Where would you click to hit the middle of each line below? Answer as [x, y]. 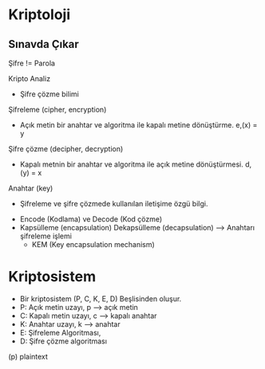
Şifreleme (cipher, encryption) [57, 110]
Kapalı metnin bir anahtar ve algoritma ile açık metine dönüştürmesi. [131, 164]
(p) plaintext [28, 356]
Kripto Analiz [29, 79]
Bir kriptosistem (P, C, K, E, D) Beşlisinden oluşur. [101, 298]
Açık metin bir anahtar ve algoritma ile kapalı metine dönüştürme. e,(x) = [138, 125]
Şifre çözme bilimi [49, 94]
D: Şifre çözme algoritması [63, 341]
